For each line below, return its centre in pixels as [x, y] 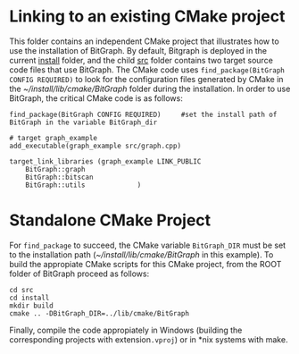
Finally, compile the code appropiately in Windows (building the [126, 330]
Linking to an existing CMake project [147, 17]
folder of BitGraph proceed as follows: [79, 274]
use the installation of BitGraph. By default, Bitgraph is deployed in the [138, 50]
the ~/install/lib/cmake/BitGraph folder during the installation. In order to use [150, 88]
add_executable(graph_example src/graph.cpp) [95, 146]
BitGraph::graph [56, 169]
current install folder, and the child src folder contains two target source [141, 60]
